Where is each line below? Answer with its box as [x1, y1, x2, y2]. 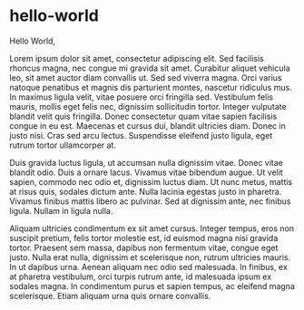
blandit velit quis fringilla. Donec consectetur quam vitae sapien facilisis [9, 111, 278, 121]
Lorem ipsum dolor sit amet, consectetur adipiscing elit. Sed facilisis [9, 53, 265, 63]
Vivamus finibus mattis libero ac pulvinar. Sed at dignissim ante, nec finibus [9, 196, 291, 207]
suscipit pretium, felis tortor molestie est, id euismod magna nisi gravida [9, 232, 279, 243]
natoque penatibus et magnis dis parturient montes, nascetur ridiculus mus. [9, 82, 292, 92]
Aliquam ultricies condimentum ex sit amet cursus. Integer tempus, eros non [9, 223, 295, 234]
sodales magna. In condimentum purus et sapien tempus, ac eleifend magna [9, 280, 295, 291]
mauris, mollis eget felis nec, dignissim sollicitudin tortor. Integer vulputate [9, 101, 288, 111]
